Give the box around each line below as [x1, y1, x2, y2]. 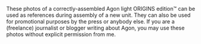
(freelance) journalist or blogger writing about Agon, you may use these [6, 24, 185, 31]
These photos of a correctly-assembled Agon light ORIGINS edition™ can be [6, 5, 196, 12]
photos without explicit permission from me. [6, 31, 116, 38]
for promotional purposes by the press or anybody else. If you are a [6, 18, 175, 25]
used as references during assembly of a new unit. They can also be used [6, 11, 191, 19]
